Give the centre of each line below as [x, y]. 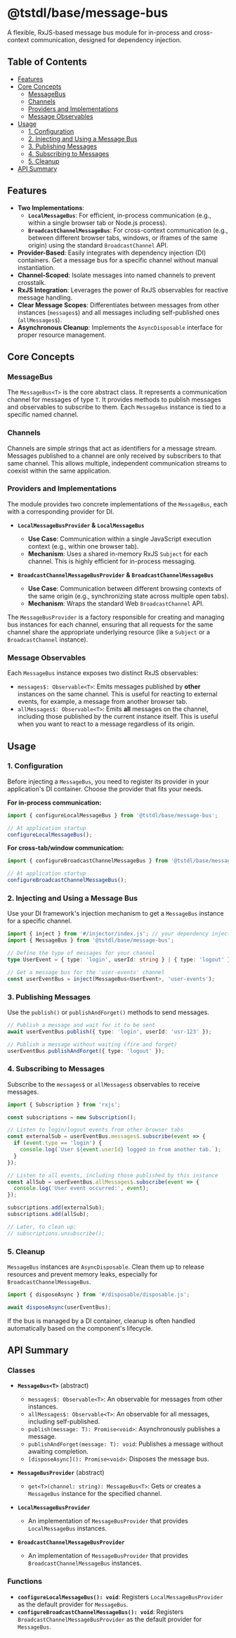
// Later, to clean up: [42, 1227]
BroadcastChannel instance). [48, 639]
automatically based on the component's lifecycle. [80, 1328]
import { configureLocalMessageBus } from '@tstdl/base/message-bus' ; [113, 815]
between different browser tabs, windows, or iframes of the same [123, 238]
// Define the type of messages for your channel [81, 953]
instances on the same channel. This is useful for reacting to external [117, 694]
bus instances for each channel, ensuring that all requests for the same [110, 625]
